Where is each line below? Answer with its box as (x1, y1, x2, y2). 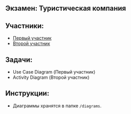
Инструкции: (5, 89, 50, 98)
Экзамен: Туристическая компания (5, 4, 126, 13)
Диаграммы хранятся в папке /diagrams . (12, 102, 102, 109)
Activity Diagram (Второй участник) (12, 74, 90, 81)
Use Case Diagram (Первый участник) (12, 69, 96, 75)
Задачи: (5, 55, 33, 64)
